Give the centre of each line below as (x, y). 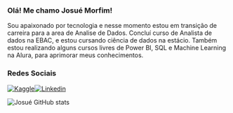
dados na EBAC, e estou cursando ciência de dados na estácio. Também (112, 40)
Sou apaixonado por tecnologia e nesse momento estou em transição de (112, 26)
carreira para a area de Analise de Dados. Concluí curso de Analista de (110, 33)
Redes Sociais (32, 73)
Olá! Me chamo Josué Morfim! (60, 10)
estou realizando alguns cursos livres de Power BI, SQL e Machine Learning (117, 48)
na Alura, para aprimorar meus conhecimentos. (75, 55)
